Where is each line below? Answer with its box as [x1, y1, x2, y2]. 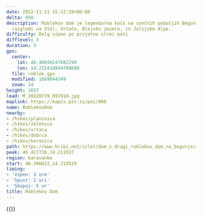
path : [6, 143, 20, 150]
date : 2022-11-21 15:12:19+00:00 [6, 8, 91, 15]
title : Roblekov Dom [6, 188, 59, 194]
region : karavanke [6, 155, 53, 161]
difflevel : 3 [6, 37, 39, 43]
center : [11, 54, 31, 60]
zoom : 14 [11, 82, 34, 88]
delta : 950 [6, 14, 34, 21]
